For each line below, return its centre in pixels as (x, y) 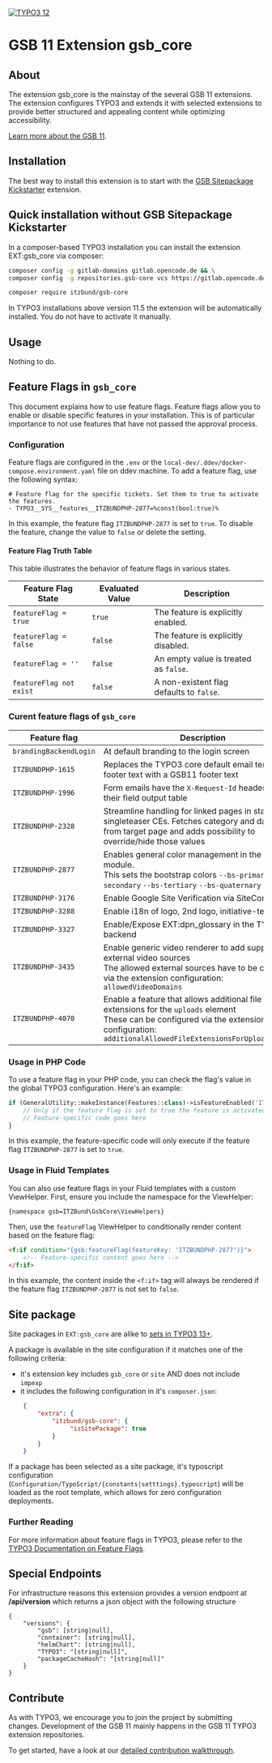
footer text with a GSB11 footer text (171, 775)
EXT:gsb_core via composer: (56, 256)
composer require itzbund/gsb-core (68, 293)
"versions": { (47, 1624)
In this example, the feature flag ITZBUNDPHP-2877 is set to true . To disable (131, 524)
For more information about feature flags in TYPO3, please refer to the (125, 1540)
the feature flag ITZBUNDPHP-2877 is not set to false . (94, 1289)
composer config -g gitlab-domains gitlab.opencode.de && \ (112, 270)
